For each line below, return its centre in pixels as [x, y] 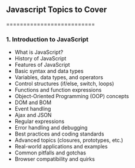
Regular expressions [39, 121]
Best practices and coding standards [59, 134]
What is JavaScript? [39, 52]
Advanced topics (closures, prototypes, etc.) [69, 140]
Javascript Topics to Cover [57, 10]
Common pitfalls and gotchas [50, 153]
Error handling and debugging [51, 128]
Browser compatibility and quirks [55, 159]
